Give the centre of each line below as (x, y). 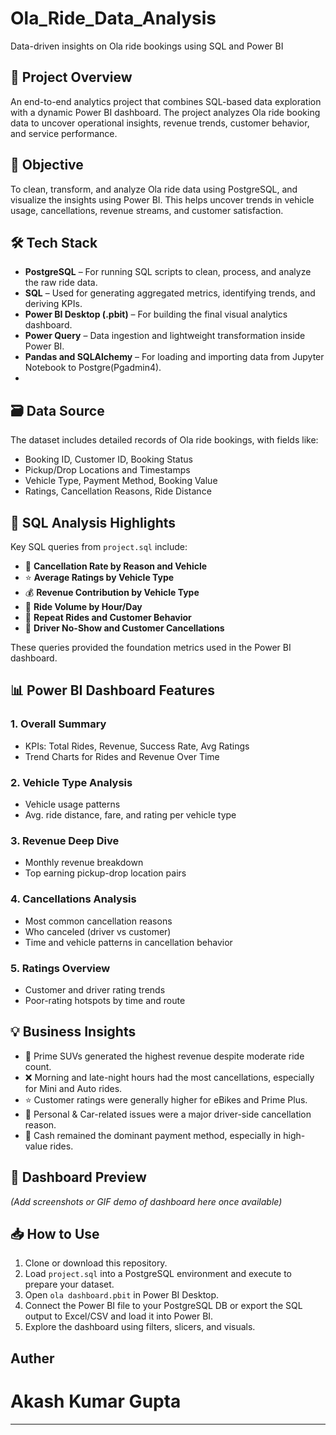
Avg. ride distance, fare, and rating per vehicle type (130, 814)
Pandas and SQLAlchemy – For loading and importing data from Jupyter (174, 357)
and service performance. (64, 133)
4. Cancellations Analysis (73, 899)
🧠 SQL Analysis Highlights (93, 522)
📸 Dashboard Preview (78, 1177)
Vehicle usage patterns (72, 804)
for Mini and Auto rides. (73, 1088)
